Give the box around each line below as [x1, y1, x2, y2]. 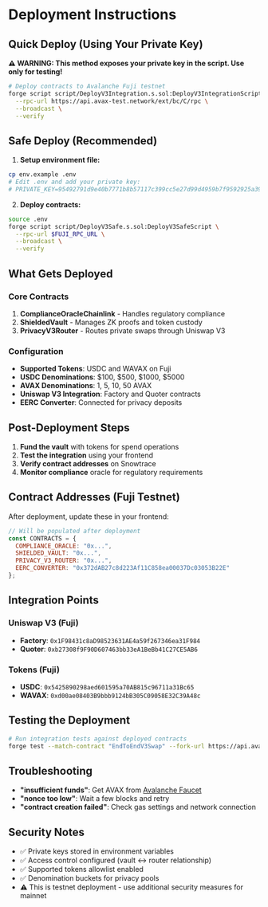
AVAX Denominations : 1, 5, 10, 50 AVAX [19, 381, 152, 391]
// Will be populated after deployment [8, 527, 141, 535]
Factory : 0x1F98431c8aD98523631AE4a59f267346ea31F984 [19, 635, 201, 645]
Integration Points [8, 594, 100, 607]
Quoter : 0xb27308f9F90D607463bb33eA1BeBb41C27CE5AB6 [19, 644, 198, 654]
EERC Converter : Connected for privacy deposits [19, 398, 183, 407]
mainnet [19, 891, 47, 901]
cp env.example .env [8, 171, 77, 179]
